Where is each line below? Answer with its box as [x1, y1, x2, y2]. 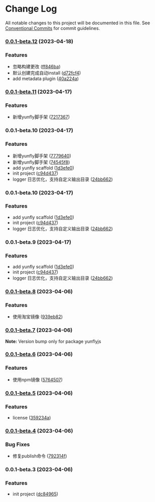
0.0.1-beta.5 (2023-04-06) [5, 390, 73, 397]
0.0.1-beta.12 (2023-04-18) [5, 37, 74, 45]
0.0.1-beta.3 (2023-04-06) [5, 466, 73, 473]
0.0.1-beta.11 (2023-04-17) [5, 88, 72, 95]
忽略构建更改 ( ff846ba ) [12, 64, 61, 70]
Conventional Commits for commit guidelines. [5, 25, 100, 31]
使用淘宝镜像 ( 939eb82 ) [12, 314, 63, 320]
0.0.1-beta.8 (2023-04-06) [5, 288, 73, 295]
